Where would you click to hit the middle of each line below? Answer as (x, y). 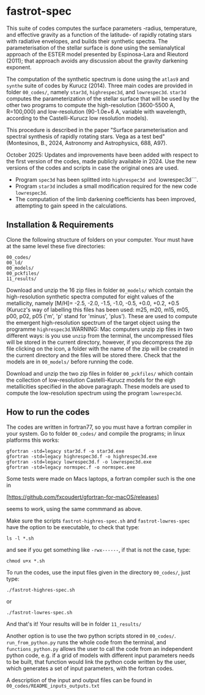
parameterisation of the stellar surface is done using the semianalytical (96, 48)
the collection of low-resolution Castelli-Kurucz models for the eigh (91, 380)
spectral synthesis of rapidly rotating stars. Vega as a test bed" (86, 136)
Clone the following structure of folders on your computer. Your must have (100, 239)
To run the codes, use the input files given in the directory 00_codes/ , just (99, 572)
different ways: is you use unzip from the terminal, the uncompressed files (100, 335)
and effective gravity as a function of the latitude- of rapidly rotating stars (99, 34)
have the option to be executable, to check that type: (73, 527)
